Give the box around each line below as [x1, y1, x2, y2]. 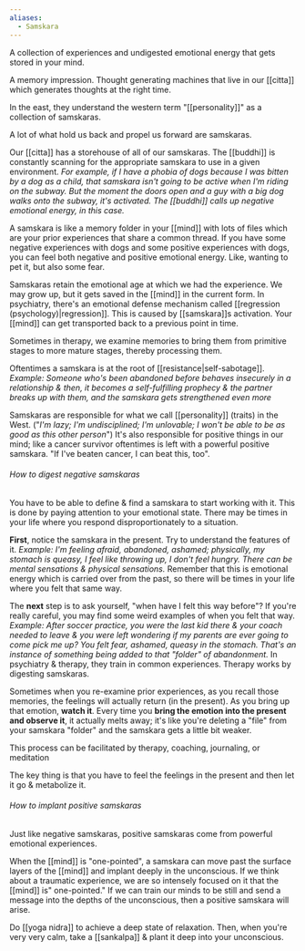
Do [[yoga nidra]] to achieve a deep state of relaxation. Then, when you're [9, 922, 288, 933]
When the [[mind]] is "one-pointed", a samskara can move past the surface [9, 855, 291, 866]
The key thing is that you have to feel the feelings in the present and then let [9, 770, 295, 780]
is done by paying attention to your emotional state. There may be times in [9, 507, 289, 518]
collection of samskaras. [9, 111, 102, 122]
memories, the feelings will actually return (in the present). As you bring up [9, 695, 290, 707]
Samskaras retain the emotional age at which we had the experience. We [9, 279, 283, 290]
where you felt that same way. [9, 583, 123, 594]
